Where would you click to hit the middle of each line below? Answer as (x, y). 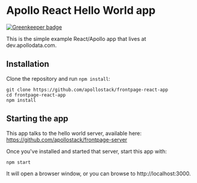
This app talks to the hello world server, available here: (74, 133)
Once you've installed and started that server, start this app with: (86, 151)
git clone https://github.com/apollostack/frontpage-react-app (87, 90)
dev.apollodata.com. (32, 45)
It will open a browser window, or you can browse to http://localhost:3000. (98, 173)
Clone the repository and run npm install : (58, 78)
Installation (28, 64)
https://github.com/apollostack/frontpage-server (67, 140)
